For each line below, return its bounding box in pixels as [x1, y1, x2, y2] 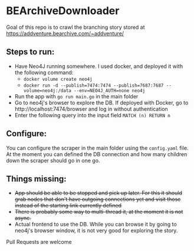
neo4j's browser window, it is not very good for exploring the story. [14, 227, 178, 234]
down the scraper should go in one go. [6, 157, 100, 164]
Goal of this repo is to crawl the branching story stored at [6, 24, 146, 31]
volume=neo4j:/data [23, 87, 72, 94]
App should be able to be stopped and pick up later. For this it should [14, 190, 183, 197]
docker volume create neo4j [23, 76, 93, 82]
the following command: [14, 69, 74, 76]
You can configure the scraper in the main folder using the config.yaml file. [6, 144, 189, 151]
